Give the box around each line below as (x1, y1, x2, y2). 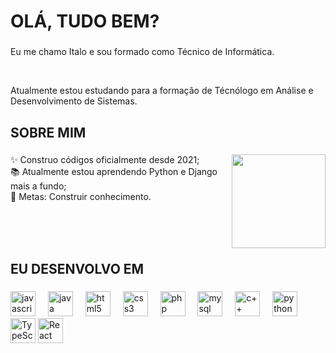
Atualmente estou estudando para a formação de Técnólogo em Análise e (10, 85, 314, 97)
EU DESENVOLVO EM (10, 260, 145, 277)
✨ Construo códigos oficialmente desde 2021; (10, 154, 200, 166)
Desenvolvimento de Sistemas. (10, 95, 138, 107)
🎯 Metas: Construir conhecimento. (10, 191, 152, 203)
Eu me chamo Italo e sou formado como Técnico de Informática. (10, 46, 275, 58)
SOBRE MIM (10, 124, 87, 141)
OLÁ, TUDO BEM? (10, 10, 160, 33)
